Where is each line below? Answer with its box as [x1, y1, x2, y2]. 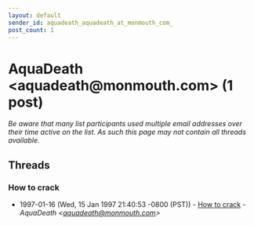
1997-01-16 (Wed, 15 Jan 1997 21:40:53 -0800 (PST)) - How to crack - [19, 200, 246, 209]
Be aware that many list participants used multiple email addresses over [8, 119, 243, 129]
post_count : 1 [8, 26, 55, 34]
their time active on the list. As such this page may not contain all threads [8, 127, 247, 137]
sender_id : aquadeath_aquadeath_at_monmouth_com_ [8, 19, 174, 27]
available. [8, 136, 41, 145]
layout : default [8, 11, 61, 20]
